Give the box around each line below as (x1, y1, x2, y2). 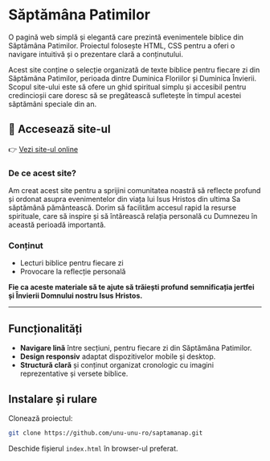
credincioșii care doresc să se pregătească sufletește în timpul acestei (8, 90, 242, 100)
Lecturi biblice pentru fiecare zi (19, 258, 124, 268)
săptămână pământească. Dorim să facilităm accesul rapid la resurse (8, 203, 237, 212)
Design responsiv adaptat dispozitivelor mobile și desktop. (19, 352, 216, 361)
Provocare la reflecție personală (19, 267, 126, 277)
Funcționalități (8, 322, 83, 335)
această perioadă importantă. (8, 220, 106, 230)
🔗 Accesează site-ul (8, 122, 111, 136)
